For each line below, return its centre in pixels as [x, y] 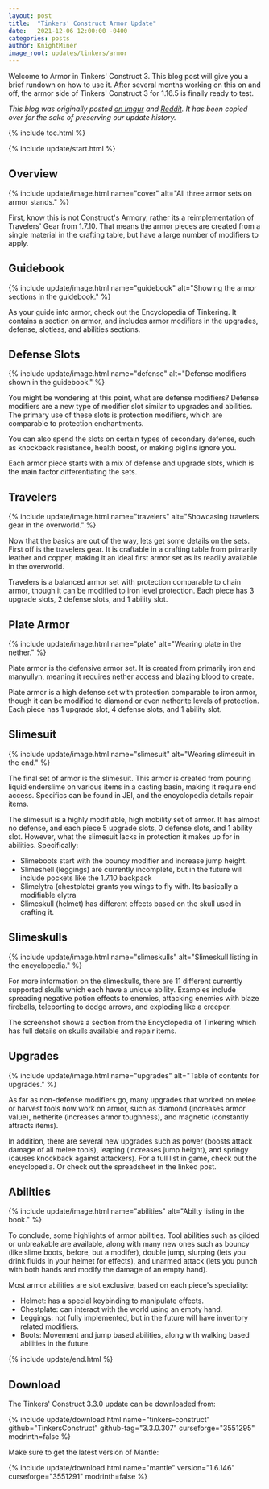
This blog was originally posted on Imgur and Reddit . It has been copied [128, 109]
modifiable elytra [48, 895]
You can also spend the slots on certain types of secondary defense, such [132, 439]
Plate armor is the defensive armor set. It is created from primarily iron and [132, 668]
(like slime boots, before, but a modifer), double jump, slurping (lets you [127, 1252]
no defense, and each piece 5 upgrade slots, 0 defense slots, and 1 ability [130, 828]
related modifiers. [49, 1326]
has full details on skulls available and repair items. [93, 1031]
